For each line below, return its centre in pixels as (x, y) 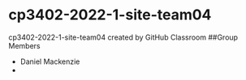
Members (24, 45)
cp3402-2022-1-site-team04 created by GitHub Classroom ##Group (123, 37)
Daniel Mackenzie (50, 61)
